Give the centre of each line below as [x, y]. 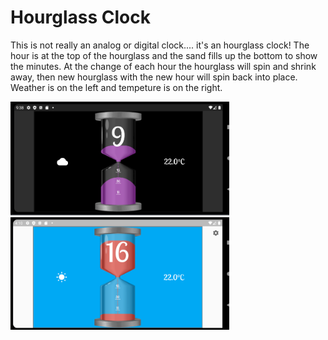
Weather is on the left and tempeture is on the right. [116, 87]
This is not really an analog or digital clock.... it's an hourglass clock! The [160, 45]
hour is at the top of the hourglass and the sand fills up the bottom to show [164, 55]
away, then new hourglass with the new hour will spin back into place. [154, 77]
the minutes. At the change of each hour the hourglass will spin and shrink [163, 66]
